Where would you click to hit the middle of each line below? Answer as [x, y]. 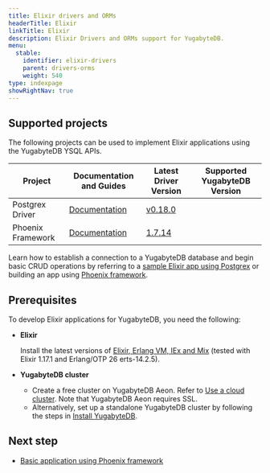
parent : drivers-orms [59, 68]
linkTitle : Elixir [39, 31]
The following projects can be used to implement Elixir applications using [129, 142]
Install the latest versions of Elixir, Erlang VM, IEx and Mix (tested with [135, 350]
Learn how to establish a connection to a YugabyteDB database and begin [131, 257]
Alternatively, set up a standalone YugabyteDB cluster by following [142, 407]
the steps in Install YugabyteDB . [85, 416]
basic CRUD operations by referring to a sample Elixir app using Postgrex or [134, 266]
